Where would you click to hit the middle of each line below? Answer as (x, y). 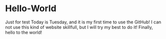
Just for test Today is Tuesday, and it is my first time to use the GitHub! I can (83, 22)
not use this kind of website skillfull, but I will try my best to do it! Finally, (79, 27)
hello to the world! (24, 32)
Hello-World (31, 9)
